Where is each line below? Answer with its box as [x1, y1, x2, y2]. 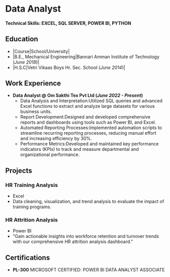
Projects [5, 166, 32, 175]
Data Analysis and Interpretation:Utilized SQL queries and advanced [20, 98, 162, 104]
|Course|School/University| [12, 48, 70, 54]
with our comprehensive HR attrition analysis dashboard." [12, 239, 133, 245]
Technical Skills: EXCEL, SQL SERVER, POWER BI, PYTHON [5, 20, 131, 26]
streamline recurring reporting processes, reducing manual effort [20, 130, 156, 136]
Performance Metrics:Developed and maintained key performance [20, 141, 159, 147]
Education [5, 35, 39, 44]
